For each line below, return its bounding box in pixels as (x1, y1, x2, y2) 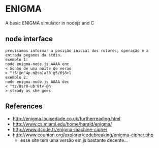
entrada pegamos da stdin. (5, 52, 62, 57)
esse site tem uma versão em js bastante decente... (20, 137, 128, 143)
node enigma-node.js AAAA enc (5, 62, 70, 67)
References (5, 102, 43, 111)
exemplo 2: (5, 75, 28, 80)
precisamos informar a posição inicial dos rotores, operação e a (5, 48, 149, 53)
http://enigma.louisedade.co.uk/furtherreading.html (12, 115, 121, 122)
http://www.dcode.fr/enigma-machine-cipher (12, 126, 108, 132)
